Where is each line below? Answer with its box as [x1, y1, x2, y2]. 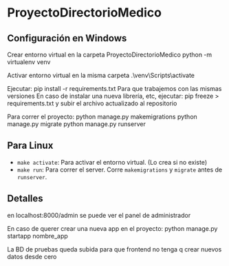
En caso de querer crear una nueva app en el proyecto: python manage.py [7, 224, 218, 232]
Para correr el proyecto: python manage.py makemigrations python [7, 112, 197, 121]
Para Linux [7, 140, 54, 152]
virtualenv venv [7, 58, 51, 66]
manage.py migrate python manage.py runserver [7, 120, 146, 128]
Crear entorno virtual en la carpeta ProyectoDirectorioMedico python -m [7, 50, 212, 59]
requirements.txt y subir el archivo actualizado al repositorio [7, 99, 177, 108]
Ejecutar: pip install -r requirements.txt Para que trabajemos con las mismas [7, 85, 222, 92]
